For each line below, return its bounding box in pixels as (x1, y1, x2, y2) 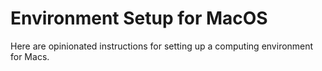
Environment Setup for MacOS (10, 7, 268, 30)
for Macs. (10, 50, 50, 62)
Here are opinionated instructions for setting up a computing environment (10, 40, 314, 52)
